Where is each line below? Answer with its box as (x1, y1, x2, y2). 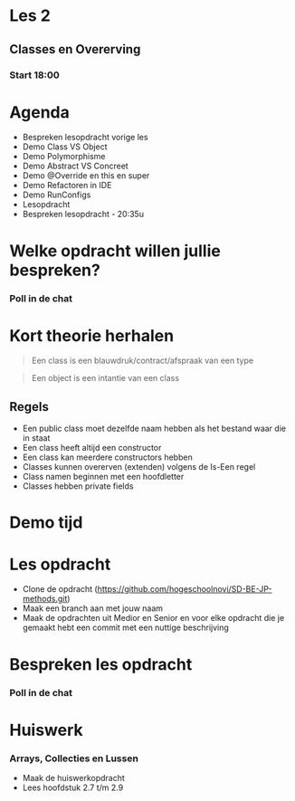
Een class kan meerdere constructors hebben (22, 452, 193, 462)
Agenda (9, 101, 70, 122)
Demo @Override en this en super (22, 170, 150, 181)
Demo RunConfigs (22, 189, 91, 200)
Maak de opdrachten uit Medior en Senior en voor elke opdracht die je (22, 613, 285, 624)
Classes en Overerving (9, 42, 141, 57)
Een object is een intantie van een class (31, 373, 179, 384)
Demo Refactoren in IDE (22, 180, 112, 191)
